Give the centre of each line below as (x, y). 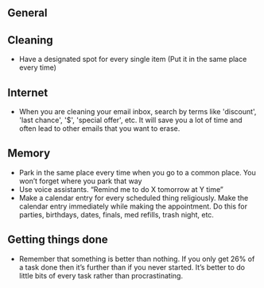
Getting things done (58, 240)
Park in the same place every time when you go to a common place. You (137, 172)
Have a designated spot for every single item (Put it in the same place (133, 60)
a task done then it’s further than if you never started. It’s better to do (132, 267)
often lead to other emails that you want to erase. (99, 129)
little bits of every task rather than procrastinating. (101, 275)
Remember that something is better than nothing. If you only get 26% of (137, 259)
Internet (28, 92)
